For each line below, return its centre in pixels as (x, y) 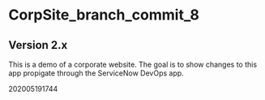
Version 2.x (38, 45)
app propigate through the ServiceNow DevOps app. (96, 73)
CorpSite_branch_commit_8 (104, 15)
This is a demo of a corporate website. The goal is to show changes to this (133, 64)
